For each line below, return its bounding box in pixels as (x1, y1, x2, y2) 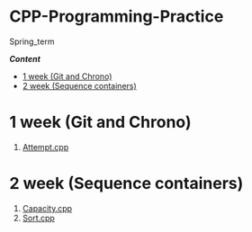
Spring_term (9, 36, 55, 47)
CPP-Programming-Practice (9, 6, 224, 27)
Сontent (9, 53, 40, 64)
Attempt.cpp (22, 141, 69, 152)
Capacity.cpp (22, 202, 73, 213)
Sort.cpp (22, 212, 56, 223)
